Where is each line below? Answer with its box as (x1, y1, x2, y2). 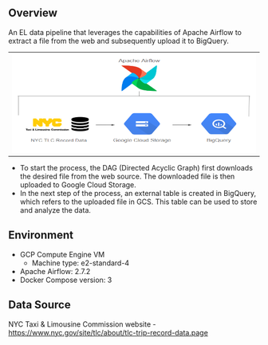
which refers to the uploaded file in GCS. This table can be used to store (19, 197, 258, 206)
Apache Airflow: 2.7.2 (19, 266, 91, 276)
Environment (8, 229, 74, 242)
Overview (8, 6, 58, 20)
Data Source (8, 298, 71, 312)
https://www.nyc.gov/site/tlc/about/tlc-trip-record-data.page (8, 327, 209, 337)
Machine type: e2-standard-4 (31, 258, 130, 268)
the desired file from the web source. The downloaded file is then (19, 171, 235, 182)
